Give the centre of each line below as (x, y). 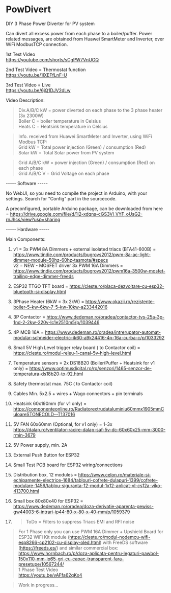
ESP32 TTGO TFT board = (41, 286)
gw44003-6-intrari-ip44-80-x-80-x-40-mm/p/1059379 (72, 512)
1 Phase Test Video (38, 569)
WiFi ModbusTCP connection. (37, 44)
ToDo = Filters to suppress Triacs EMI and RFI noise (80, 521)
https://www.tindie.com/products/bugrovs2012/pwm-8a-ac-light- (82, 255)
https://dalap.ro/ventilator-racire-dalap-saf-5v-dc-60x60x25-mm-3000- (89, 429)
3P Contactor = (29, 317)
